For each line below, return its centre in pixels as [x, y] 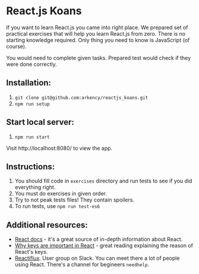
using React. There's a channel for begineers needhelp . [82, 264]
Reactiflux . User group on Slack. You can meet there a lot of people [97, 258]
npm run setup [32, 104]
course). [16, 46]
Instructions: [31, 167]
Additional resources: [47, 225]
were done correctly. [32, 64]
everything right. [35, 187]
